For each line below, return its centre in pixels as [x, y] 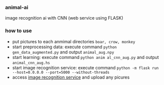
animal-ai [17, 7]
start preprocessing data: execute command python [65, 47]
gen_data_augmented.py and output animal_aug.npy [63, 52]
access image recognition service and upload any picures [71, 77]
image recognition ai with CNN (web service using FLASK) [64, 18]
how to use [18, 31]
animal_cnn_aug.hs [31, 63]
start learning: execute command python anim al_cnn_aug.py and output [85, 57]
